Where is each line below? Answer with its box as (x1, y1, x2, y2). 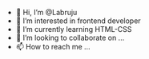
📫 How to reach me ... (15, 42, 91, 51)
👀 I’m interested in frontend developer (15, 16, 142, 26)
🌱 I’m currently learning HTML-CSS (15, 25, 132, 33)
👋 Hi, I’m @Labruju (15, 8, 78, 17)
